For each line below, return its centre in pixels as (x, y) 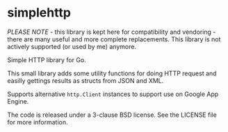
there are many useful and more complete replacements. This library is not (114, 39)
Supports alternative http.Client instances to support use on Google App (113, 94)
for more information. (38, 122)
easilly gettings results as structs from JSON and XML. (85, 80)
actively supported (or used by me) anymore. (72, 46)
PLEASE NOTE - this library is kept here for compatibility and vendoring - (112, 32)
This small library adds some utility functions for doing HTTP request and (112, 73)
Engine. (18, 101)
